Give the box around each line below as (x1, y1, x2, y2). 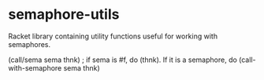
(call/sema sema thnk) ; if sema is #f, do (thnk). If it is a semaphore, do (8, 55, 238, 64)
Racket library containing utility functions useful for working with (8, 31, 218, 41)
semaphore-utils (8, 5, 120, 24)
